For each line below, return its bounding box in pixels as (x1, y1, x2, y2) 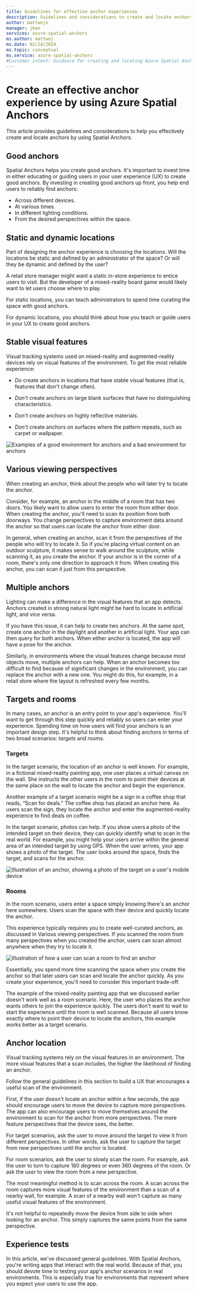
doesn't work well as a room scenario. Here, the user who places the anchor (6, 996, 191, 1003)
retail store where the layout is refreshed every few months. (6, 677, 151, 684)
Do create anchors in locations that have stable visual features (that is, (14, 376, 185, 383)
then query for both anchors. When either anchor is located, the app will (6, 634, 181, 642)
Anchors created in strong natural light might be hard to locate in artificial (6, 604, 183, 611)
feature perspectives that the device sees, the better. (6, 1120, 134, 1128)
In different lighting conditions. (14, 210, 89, 217)
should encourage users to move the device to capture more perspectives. (6, 1102, 186, 1109)
